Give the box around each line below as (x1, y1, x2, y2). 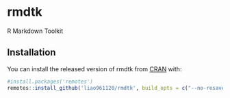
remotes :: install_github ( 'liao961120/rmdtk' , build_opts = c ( (7, 84, 188, 91)
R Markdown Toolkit (7, 27, 64, 35)
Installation (7, 47, 56, 58)
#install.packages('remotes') (7, 78, 94, 85)
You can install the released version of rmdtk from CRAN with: (7, 64, 182, 73)
